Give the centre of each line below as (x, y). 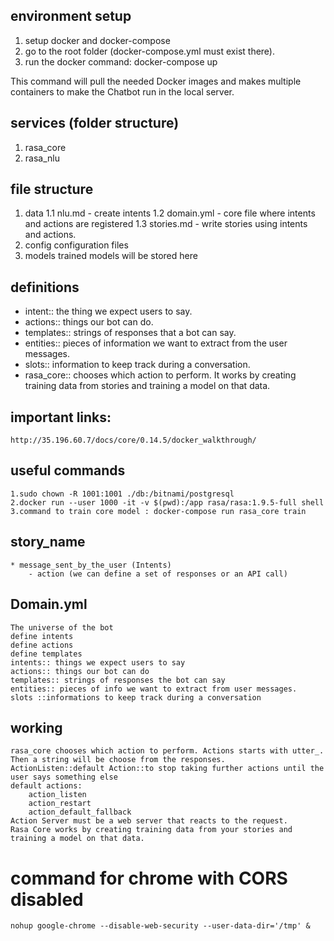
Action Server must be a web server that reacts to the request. (149, 821)
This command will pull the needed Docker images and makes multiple (156, 81)
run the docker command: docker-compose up (121, 61)
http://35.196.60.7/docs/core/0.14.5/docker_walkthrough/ (133, 440)
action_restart (60, 804)
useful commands (68, 470)
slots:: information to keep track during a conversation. (137, 365)
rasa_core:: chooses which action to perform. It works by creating (160, 375)
